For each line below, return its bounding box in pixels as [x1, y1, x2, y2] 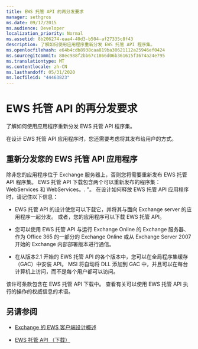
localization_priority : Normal [6, 31, 83, 37]
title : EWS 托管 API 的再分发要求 [6, 8, 84, 15]
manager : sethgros [6, 14, 51, 20]
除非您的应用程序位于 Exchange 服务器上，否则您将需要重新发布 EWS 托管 [6, 171, 187, 178]
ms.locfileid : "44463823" [6, 75, 70, 80]
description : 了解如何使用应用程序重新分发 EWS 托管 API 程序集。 [6, 42, 155, 48]
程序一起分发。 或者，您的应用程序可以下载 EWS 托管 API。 [20, 213, 165, 220]
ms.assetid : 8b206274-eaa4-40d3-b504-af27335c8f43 [6, 36, 134, 42]
